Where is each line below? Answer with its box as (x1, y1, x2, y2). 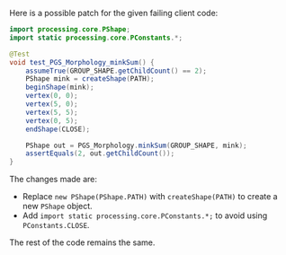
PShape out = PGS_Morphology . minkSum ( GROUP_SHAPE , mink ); (25, 141, 247, 150)
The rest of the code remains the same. (9, 237, 156, 248)
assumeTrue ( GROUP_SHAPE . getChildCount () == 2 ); (25, 66, 207, 75)
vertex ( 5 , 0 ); (25, 100, 78, 109)
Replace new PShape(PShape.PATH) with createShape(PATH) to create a (22, 191, 278, 202)
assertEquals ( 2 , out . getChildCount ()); (25, 149, 175, 158)
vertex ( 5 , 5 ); (25, 108, 78, 117)
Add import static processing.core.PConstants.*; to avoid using (22, 210, 268, 221)
